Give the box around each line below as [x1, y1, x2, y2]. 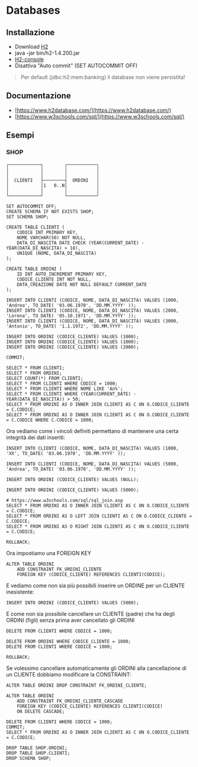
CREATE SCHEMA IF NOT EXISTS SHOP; [6, 208, 94, 214]
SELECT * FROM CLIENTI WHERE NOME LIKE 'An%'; [6, 385, 123, 392]
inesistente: [6, 588, 34, 595]
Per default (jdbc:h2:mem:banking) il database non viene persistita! [20, 74, 186, 80]
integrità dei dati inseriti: [6, 434, 65, 441]
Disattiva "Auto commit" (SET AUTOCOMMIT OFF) [14, 62, 138, 69]
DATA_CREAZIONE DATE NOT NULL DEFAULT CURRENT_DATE [17, 281, 147, 288]
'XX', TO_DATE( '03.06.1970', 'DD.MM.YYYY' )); [6, 450, 126, 456]
